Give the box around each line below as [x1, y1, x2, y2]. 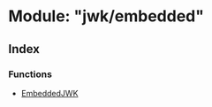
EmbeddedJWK [20, 88, 79, 98]
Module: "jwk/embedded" [8, 6, 205, 27]
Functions [8, 68, 52, 80]
